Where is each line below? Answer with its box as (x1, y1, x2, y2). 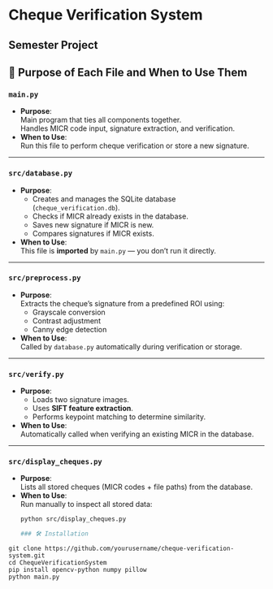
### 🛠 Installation (19, 530, 89, 538)
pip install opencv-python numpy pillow (8, 566, 148, 574)
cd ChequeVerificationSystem (8, 559, 107, 567)
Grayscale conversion (32, 307, 106, 317)
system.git (8, 552, 45, 560)
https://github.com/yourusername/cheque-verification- (44, 544, 234, 553)
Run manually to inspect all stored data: (19, 500, 153, 509)
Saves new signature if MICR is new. (32, 219, 154, 229)
